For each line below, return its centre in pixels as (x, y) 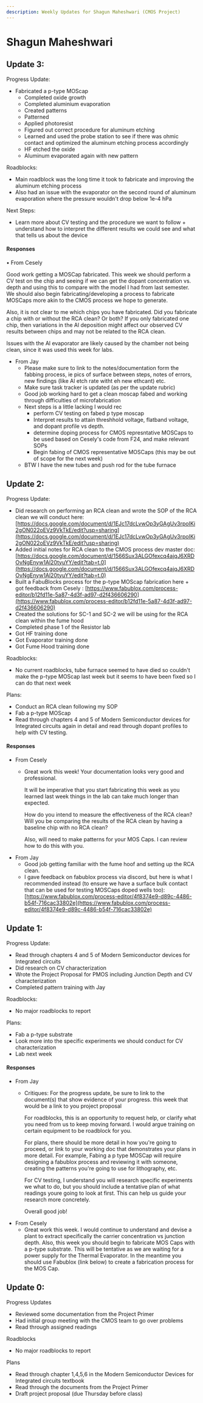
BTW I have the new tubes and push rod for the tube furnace (100, 465)
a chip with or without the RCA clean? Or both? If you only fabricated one (98, 318)
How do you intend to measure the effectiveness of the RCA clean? (108, 814)
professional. (40, 778)
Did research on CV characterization (61, 968)
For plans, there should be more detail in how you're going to (101, 1142)
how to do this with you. (54, 845)
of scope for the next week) (68, 458)
